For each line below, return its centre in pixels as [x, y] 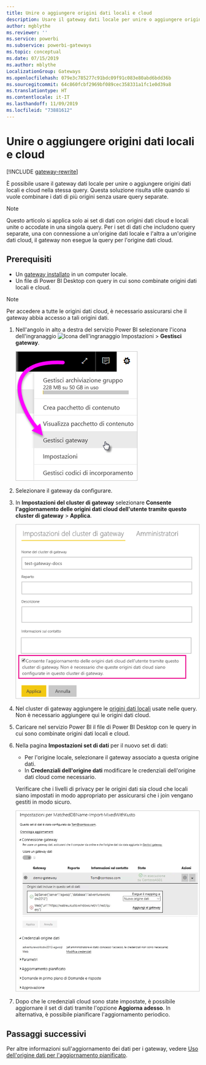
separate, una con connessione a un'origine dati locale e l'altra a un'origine [101, 233]
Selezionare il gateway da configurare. [64, 490]
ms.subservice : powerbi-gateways [49, 46]
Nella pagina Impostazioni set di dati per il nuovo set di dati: [92, 746]
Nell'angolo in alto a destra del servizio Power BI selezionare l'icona [101, 330]
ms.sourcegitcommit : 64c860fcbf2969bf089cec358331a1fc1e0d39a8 [89, 84]
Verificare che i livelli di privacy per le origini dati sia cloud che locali [101, 789]
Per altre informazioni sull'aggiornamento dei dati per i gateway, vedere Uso [102, 1049]
